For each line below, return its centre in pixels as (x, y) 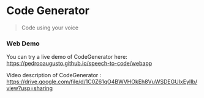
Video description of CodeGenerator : (54, 75)
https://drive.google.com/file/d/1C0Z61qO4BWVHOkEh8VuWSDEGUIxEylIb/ (102, 82)
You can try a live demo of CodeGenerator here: (67, 57)
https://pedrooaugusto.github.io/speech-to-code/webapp (79, 63)
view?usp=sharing (30, 88)
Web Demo (23, 43)
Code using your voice (50, 28)
